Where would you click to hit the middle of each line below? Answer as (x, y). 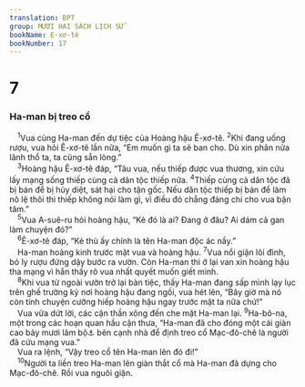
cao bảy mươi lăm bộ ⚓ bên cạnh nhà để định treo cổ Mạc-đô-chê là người (149, 332)
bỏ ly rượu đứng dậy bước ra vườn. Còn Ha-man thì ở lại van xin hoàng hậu (149, 261)
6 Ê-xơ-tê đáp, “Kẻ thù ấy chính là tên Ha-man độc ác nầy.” (127, 240)
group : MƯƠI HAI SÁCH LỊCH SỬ (67, 26)
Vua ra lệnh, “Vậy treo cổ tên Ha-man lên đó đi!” (108, 351)
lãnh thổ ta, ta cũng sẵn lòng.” (66, 158)
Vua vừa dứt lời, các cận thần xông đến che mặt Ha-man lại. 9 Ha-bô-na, (152, 312)
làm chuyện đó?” (41, 229)
